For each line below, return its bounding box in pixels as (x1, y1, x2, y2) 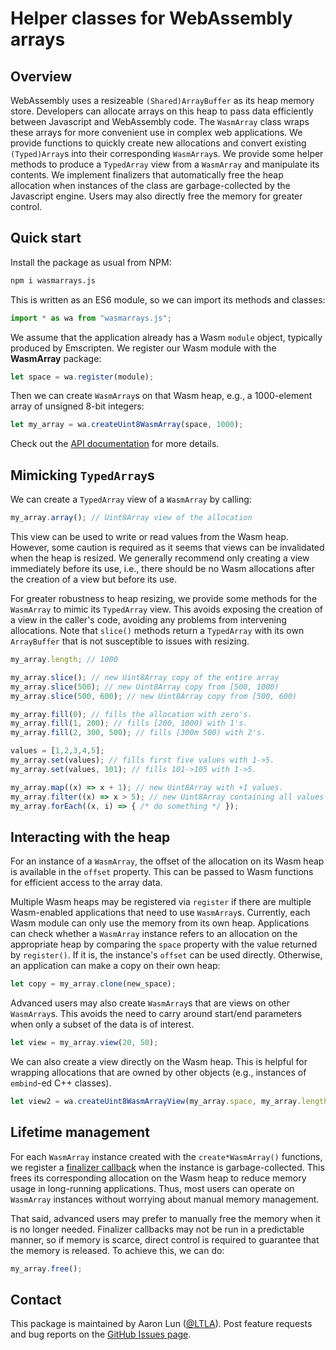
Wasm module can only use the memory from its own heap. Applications (10, 917, 310, 929)
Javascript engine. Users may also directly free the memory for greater (10, 190, 303, 202)
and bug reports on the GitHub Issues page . (10, 1328, 192, 1341)
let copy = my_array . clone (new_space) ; (10, 979, 177, 989)
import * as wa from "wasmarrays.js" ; (10, 313, 172, 323)
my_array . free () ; (10, 1263, 83, 1274)
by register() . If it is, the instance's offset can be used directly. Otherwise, (10, 949, 323, 961)
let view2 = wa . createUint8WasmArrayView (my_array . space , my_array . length (10, 1096, 329, 1106)
